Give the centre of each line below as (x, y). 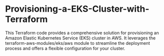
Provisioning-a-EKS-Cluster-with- (77, 9)
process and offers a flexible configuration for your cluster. (65, 48)
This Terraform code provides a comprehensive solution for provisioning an (82, 33)
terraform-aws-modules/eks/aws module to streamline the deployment (78, 43)
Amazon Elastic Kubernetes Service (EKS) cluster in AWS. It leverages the (81, 38)
